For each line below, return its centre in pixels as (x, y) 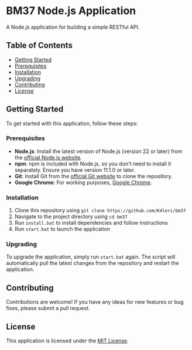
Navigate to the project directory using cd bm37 (71, 217)
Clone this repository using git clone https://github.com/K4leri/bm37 (100, 210)
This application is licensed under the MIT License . (67, 341)
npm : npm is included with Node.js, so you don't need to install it (93, 164)
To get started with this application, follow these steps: (72, 123)
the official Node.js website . (48, 157)
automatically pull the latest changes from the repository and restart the (93, 263)
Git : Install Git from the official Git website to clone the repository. (93, 176)
